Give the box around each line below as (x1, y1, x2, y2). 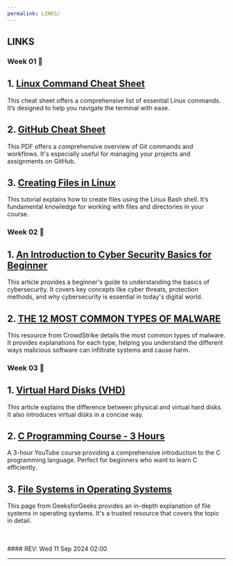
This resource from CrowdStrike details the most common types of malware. (7, 330, 226, 339)
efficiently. (7, 463, 37, 472)
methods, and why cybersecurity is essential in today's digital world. (7, 292, 203, 301)
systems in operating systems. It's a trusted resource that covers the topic (7, 509, 220, 518)
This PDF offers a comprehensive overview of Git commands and (7, 142, 193, 150)
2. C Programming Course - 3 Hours (7, 430, 165, 442)
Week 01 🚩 (7, 56, 43, 66)
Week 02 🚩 (7, 227, 44, 237)
